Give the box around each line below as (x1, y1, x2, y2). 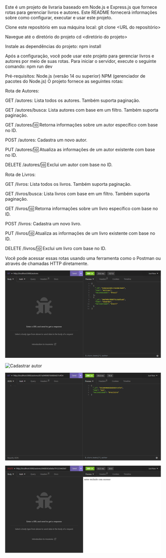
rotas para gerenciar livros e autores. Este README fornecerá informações (5, 9, 157, 15)
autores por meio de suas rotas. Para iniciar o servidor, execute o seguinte (5, 58, 157, 64)
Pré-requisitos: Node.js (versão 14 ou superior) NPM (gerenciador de (5, 73, 146, 79)
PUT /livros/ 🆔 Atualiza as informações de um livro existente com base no (5, 230, 156, 236)
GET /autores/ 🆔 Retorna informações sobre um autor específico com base (5, 122, 158, 128)
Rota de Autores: (5, 88, 40, 93)
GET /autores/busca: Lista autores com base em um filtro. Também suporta (5, 107, 159, 113)
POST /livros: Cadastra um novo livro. (5, 221, 82, 226)
